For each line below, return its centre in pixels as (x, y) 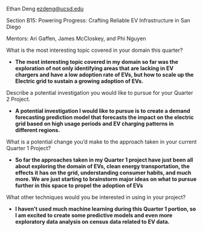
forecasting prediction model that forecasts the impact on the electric (105, 117)
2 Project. (18, 99)
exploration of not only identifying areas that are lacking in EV (94, 68)
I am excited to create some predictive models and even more (94, 215)
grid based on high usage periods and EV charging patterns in (94, 124)
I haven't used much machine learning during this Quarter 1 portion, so (105, 209)
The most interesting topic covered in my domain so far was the (96, 62)
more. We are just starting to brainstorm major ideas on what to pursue (106, 179)
